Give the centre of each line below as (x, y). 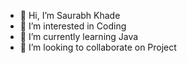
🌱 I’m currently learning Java (79, 36)
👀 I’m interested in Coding (73, 26)
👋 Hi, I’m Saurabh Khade (70, 15)
